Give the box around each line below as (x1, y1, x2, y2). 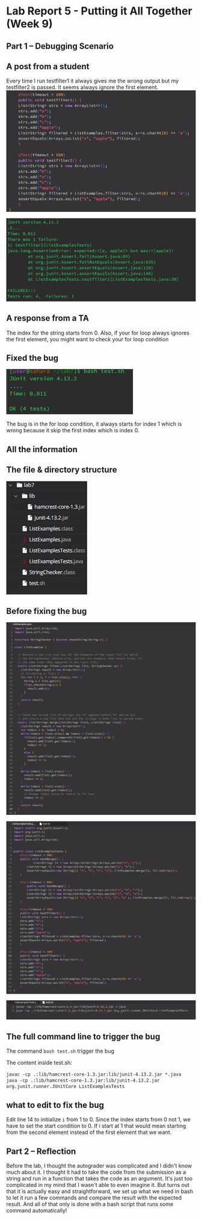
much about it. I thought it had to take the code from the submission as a (6, 1168, 186, 1175)
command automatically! (6, 1207, 67, 1214)
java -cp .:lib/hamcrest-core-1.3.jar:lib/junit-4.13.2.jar (6, 1077, 161, 1084)
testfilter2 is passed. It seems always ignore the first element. (6, 84, 159, 91)
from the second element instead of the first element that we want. (6, 1129, 172, 1136)
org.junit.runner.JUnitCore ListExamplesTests (6, 1083, 125, 1090)
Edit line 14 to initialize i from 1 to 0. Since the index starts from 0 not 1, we (6, 1116, 191, 1123)
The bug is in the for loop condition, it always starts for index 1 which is (6, 420, 182, 428)
